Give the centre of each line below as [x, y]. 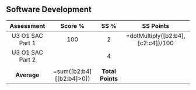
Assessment [27, 26]
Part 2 [27, 59]
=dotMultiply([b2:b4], [155, 35]
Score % [72, 26]
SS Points [156, 26]
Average [27, 75]
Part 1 [27, 43]
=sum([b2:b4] [73, 71]
